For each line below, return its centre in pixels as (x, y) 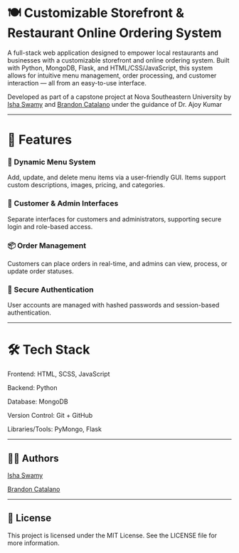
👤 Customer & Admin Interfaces (63, 204)
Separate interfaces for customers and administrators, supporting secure (115, 219)
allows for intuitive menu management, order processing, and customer (112, 75)
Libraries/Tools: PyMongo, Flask (54, 429)
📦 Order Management (47, 246)
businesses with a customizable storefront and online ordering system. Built (118, 60)
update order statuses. (41, 271)
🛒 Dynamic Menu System (52, 162)
